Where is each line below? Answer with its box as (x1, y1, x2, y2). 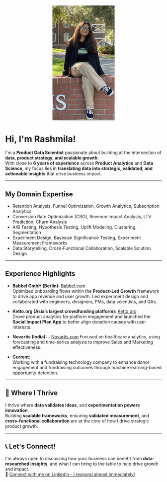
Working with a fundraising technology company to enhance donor (12, 359, 150, 365)
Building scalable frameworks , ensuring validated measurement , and (5, 412, 150, 418)
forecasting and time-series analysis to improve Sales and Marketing (12, 339, 153, 345)
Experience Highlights (5, 269, 76, 278)
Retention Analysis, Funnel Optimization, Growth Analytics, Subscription (12, 203, 160, 209)
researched (5, 461, 30, 467)
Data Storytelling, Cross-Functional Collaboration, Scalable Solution (12, 245, 151, 251)
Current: (12, 354, 31, 360)
